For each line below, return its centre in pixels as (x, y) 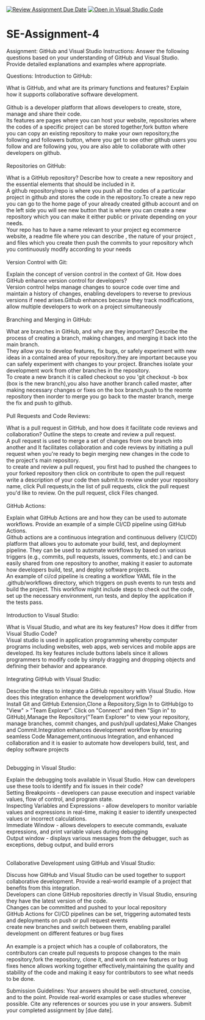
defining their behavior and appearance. (57, 666)
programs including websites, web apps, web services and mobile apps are (101, 646)
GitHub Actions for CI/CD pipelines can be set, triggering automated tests (99, 914)
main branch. (23, 344)
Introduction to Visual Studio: (43, 615)
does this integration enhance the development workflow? (79, 697)
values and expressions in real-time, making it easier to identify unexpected (102, 812)
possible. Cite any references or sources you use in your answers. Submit (99, 1003)
